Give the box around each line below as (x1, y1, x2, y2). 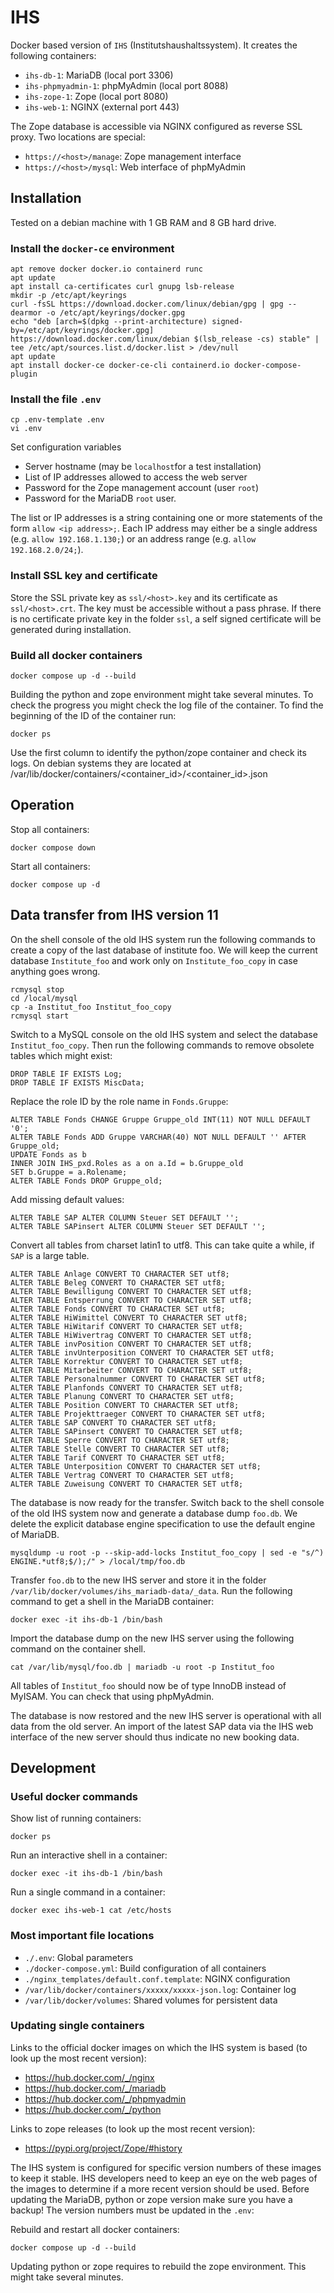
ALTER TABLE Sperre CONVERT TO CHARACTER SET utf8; (10, 1435, 230, 1445)
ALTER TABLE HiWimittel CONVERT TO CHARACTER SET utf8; (10, 1312, 248, 1323)
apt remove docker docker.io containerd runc (10, 264, 203, 275)
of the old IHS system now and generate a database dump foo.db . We (10, 1507, 298, 1519)
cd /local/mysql (10, 993, 78, 1003)
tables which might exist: (10, 1049, 113, 1061)
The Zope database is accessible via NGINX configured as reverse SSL (10, 120, 303, 132)
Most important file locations (10, 1929, 155, 1943)
